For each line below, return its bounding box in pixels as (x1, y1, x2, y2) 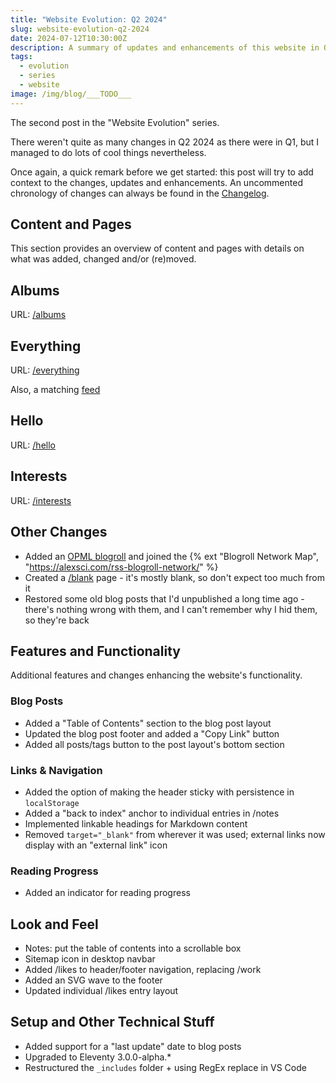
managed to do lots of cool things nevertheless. (10, 146, 207, 158)
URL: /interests (10, 494, 72, 506)
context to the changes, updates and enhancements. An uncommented (10, 176, 303, 188)
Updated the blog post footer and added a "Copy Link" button (24, 727, 280, 740)
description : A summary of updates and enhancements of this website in (10, 42, 320, 53)
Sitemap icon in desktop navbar (24, 953, 156, 965)
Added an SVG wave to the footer (24, 974, 163, 986)
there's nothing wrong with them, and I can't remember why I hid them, (24, 603, 318, 615)
